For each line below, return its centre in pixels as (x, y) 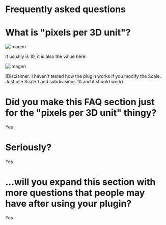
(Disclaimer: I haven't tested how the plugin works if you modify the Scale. (83, 76)
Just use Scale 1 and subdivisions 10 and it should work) (64, 82)
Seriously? (29, 148)
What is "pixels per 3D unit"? (68, 33)
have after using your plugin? (68, 204)
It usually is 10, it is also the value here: (46, 56)
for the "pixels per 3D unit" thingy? (81, 113)
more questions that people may (75, 193)
